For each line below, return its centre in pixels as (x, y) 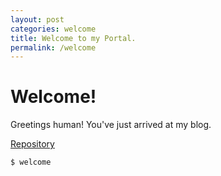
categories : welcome (53, 29)
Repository (32, 144)
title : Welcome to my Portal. (73, 38)
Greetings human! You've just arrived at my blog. (111, 125)
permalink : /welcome (53, 47)
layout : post (37, 19)
